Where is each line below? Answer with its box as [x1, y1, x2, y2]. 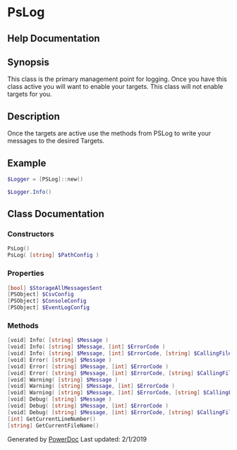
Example [7, 157, 47, 169]
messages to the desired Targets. [7, 137, 104, 145]
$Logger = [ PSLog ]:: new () [7, 176, 83, 183]
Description [7, 110, 60, 122]
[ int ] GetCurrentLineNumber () [7, 415, 97, 422]
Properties [7, 269, 44, 279]
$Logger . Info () [7, 188, 52, 195]
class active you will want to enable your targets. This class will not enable [7, 83, 224, 91]
